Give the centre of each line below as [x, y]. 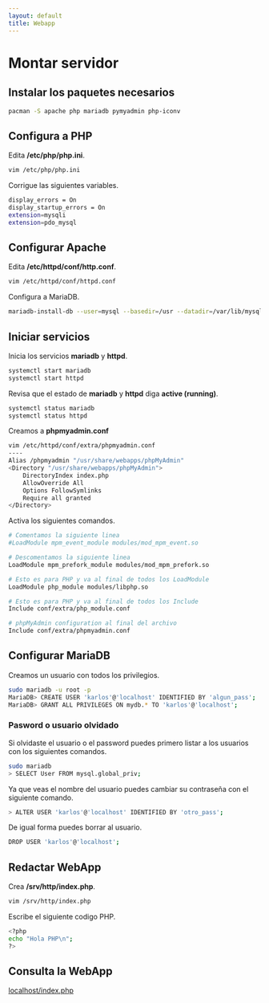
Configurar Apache [57, 247]
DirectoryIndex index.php [66, 475]
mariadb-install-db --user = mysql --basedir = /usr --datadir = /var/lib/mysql [136, 312]
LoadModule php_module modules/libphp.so [78, 587]
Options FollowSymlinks [62, 491]
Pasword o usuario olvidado [64, 725]
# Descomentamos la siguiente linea [69, 558]
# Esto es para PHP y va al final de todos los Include [103, 601]
